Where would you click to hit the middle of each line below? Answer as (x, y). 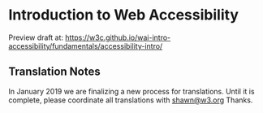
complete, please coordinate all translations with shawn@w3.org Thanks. (131, 100)
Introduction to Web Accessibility (124, 15)
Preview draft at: (36, 37)
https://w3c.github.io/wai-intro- (118, 37)
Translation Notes (54, 72)
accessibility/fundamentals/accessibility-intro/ (86, 46)
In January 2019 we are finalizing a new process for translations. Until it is (131, 91)
